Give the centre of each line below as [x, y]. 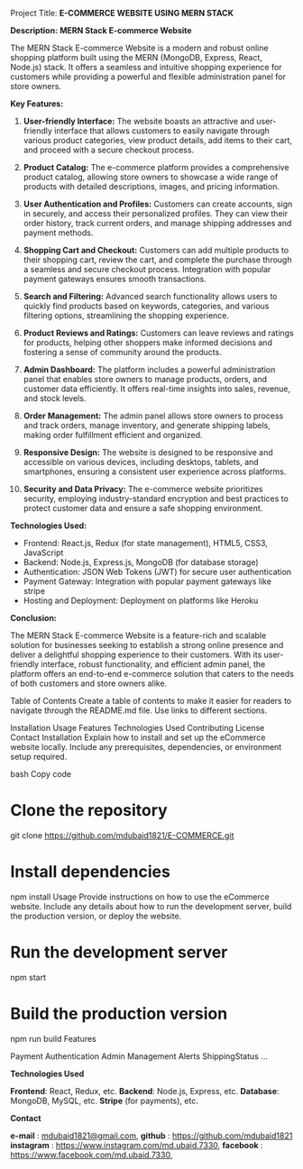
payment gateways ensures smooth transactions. [115, 279]
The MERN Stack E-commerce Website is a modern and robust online [139, 48]
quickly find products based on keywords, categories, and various [146, 306]
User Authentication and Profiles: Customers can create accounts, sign [158, 204]
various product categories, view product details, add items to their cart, [157, 140]
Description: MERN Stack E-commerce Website [101, 30]
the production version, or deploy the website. [96, 916]
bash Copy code [41, 774]
